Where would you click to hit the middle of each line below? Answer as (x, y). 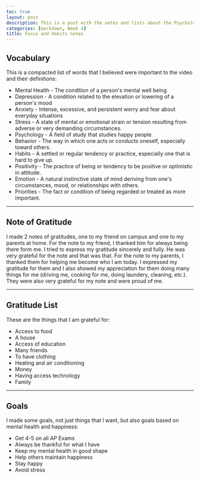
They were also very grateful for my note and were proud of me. (85, 281)
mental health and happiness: (42, 427)
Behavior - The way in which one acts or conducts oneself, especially (100, 141)
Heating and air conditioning (49, 363)
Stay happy (29, 464)
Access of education (40, 344)
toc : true (18, 12)
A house (25, 337)
